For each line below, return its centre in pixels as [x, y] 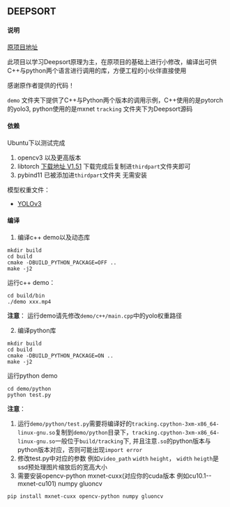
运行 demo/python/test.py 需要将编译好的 [75, 423]
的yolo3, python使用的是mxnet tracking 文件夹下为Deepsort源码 [100, 109]
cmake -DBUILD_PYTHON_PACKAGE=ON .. [60, 356]
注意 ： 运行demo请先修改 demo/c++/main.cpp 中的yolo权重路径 [95, 315]
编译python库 [37, 330]
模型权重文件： [29, 189]
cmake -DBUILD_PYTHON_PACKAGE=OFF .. [62, 263]
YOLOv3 [29, 203]
